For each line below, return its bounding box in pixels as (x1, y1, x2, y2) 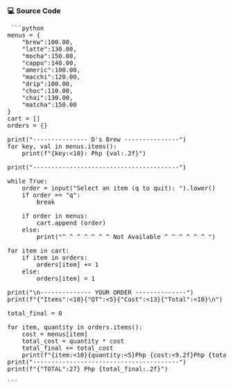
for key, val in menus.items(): (7, 143, 117, 151)
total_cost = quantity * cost (21, 337, 125, 346)
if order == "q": (21, 191, 81, 200)
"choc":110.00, (21, 87, 74, 95)
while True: (7, 177, 48, 186)
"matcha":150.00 (21, 101, 78, 109)
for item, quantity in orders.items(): (7, 323, 143, 332)
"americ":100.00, (21, 66, 81, 74)
